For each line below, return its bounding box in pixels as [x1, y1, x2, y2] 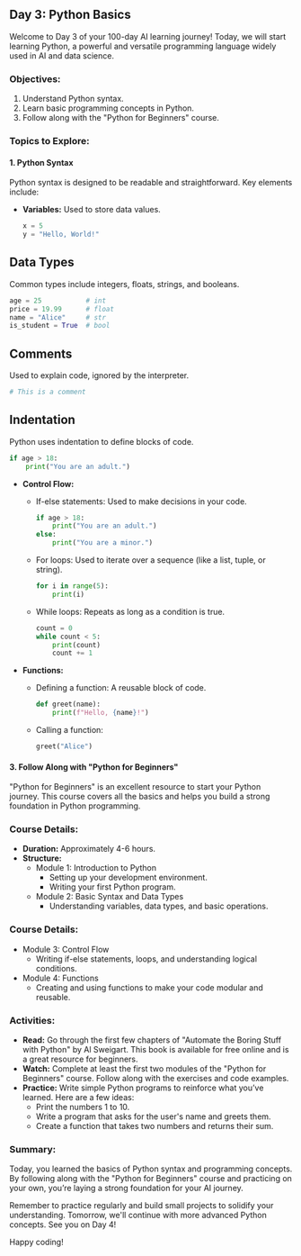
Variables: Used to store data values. [22, 204, 162, 215]
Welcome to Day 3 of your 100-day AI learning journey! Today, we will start [9, 31, 287, 41]
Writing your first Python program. [49, 881, 176, 892]
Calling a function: [35, 725, 103, 736]
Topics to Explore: [9, 135, 90, 148]
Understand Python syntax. [22, 94, 124, 104]
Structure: [22, 853, 62, 863]
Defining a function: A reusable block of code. [35, 682, 207, 693]
